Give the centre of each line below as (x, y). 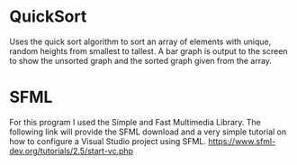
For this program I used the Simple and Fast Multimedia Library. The (135, 122)
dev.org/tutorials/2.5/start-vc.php (71, 151)
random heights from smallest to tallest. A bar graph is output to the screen (148, 50)
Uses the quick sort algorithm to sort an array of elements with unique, (140, 41)
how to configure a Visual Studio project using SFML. (108, 141)
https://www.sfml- (242, 141)
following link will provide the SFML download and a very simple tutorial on (148, 132)
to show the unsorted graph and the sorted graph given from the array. (141, 60)
